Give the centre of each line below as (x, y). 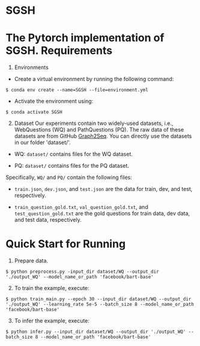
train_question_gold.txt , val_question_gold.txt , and (81, 207)
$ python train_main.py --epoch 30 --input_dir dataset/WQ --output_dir (98, 299)
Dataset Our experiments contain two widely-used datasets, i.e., (94, 123)
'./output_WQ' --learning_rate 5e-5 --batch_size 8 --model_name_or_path (100, 305)
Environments (31, 67)
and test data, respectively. (48, 220)
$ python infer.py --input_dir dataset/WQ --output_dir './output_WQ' (96, 332)
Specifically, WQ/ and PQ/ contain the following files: (69, 177)
